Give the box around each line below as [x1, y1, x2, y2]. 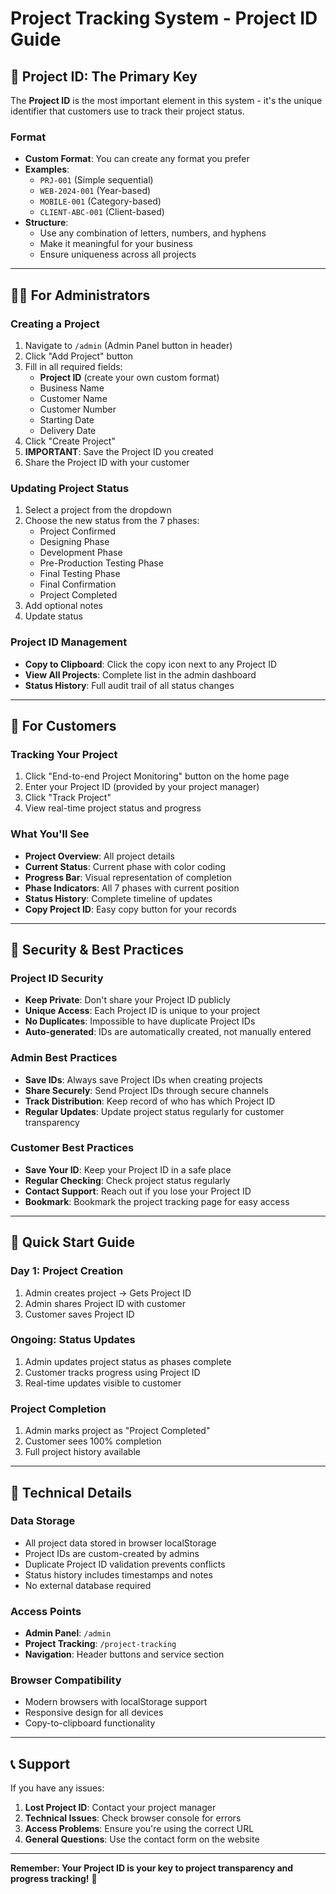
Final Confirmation [39, 578, 117, 591]
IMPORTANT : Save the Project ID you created [24, 445, 214, 457]
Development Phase [39, 547, 123, 559]
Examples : [24, 163, 70, 176]
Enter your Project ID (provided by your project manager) [24, 781, 260, 793]
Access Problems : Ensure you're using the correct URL [24, 1823, 255, 1835]
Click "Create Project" [24, 435, 116, 447]
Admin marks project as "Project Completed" [24, 1425, 211, 1437]
